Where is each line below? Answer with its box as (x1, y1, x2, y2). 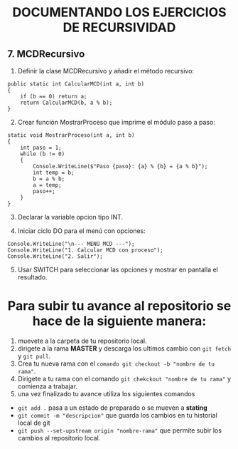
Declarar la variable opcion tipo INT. (17, 213, 123, 221)
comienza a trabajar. (17, 382, 78, 391)
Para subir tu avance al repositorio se (7, 298, 232, 314)
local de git (17, 418, 51, 427)
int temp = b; (33, 169, 75, 176)
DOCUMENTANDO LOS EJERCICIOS (12, 4, 227, 21)
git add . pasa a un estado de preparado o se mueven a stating (17, 403, 207, 412)
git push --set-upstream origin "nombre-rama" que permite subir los (17, 425, 222, 435)
